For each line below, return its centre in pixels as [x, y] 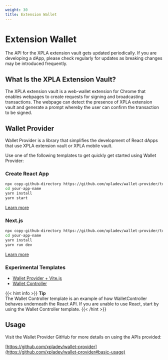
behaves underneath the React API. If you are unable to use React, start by [82, 303]
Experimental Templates [35, 267]
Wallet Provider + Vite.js [37, 278]
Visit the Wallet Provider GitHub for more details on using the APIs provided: [83, 337]
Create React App [27, 173]
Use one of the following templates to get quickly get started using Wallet [81, 155]
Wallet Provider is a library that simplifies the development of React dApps [82, 140]
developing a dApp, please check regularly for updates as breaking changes [84, 58]
